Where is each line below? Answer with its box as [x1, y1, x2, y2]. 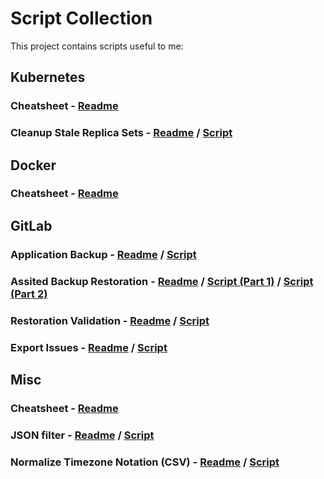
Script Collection [10, 7, 153, 30]
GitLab [10, 217, 53, 234]
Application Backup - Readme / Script [10, 247, 197, 261]
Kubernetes [10, 69, 86, 86]
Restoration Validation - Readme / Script [10, 313, 210, 327]
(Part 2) [10, 287, 48, 301]
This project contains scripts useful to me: [10, 40, 184, 52]
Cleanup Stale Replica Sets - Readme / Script [10, 126, 233, 140]
